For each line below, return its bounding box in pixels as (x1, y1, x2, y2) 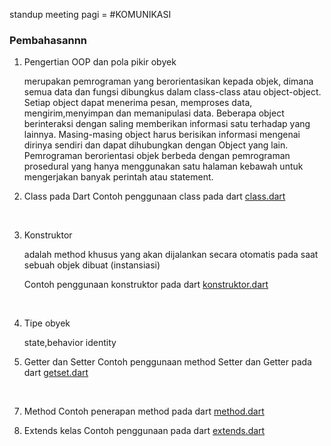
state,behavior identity (23, 337, 117, 349)
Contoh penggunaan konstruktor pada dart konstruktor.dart (23, 279, 269, 291)
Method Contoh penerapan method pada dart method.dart (23, 405, 265, 418)
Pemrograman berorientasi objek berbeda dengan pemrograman (23, 150, 291, 162)
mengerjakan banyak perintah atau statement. (23, 171, 214, 183)
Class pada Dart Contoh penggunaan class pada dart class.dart (23, 190, 286, 203)
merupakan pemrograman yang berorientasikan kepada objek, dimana (23, 75, 314, 88)
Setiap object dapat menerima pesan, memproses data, (23, 97, 253, 109)
